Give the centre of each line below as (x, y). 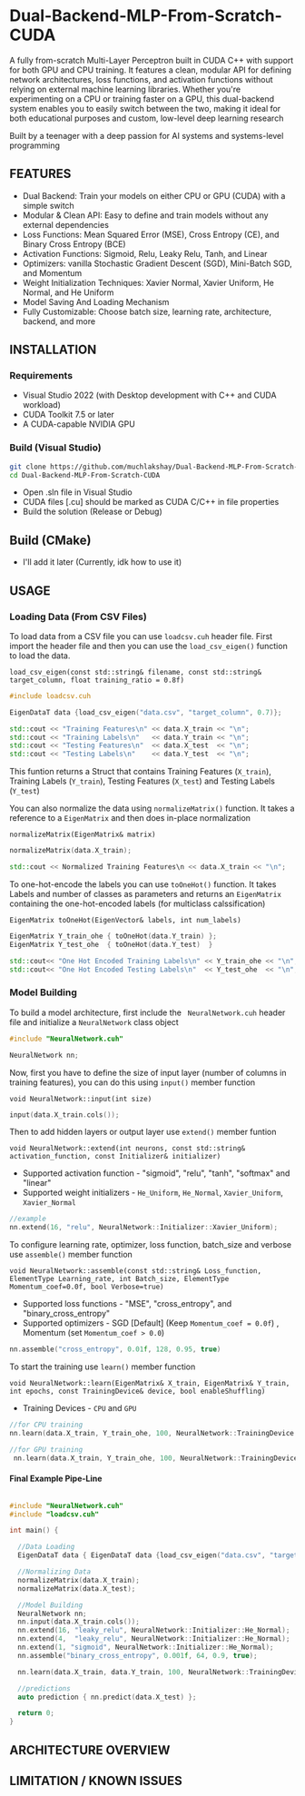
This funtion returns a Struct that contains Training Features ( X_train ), (141, 772)
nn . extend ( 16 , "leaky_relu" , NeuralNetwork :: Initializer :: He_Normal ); (154, 1631)
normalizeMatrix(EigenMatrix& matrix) (83, 835)
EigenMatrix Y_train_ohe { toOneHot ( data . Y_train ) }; (113, 936)
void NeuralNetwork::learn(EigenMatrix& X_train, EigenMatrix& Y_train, (150, 1384)
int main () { (34, 1531)
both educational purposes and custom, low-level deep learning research (147, 118)
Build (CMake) (50, 540)
